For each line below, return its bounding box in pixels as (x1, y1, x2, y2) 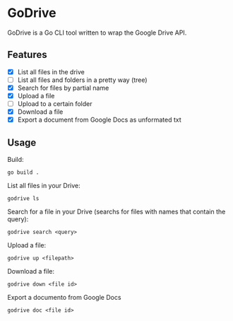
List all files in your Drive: (7, 182, 81, 189)
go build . (7, 169, 40, 176)
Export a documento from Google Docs (7, 293, 121, 301)
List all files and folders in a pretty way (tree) (17, 76, 148, 84)
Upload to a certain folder (17, 100, 92, 107)
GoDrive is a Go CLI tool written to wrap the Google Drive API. (7, 28, 187, 37)
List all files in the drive (17, 67, 85, 76)
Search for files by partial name (17, 83, 109, 92)
